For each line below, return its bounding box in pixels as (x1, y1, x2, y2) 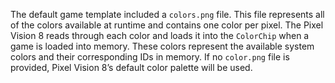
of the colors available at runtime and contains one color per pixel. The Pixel (10, 19, 324, 31)
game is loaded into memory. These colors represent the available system (10, 40, 315, 52)
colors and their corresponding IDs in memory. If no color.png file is (10, 51, 290, 63)
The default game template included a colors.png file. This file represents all (10, 9, 325, 20)
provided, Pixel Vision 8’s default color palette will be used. (10, 62, 253, 73)
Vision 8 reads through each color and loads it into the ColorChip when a (10, 30, 310, 41)
